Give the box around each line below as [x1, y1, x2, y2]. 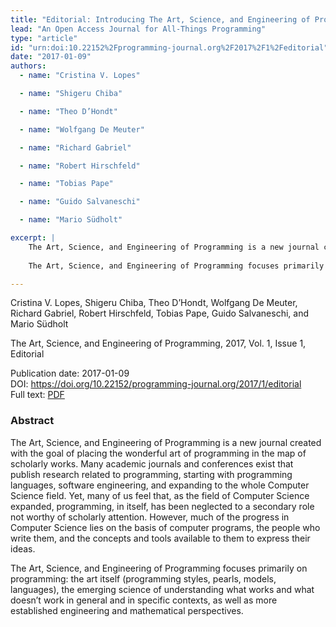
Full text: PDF [10, 389, 65, 401]
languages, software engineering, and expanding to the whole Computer [10, 479, 310, 491]
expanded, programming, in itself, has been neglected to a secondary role [10, 500, 315, 512]
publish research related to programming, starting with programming [10, 468, 293, 480]
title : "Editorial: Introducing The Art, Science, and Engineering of [10, 14, 311, 25]
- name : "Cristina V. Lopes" [19, 71, 141, 81]
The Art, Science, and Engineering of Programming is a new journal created [10, 436, 322, 448]
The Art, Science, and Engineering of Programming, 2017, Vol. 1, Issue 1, [10, 337, 307, 350]
